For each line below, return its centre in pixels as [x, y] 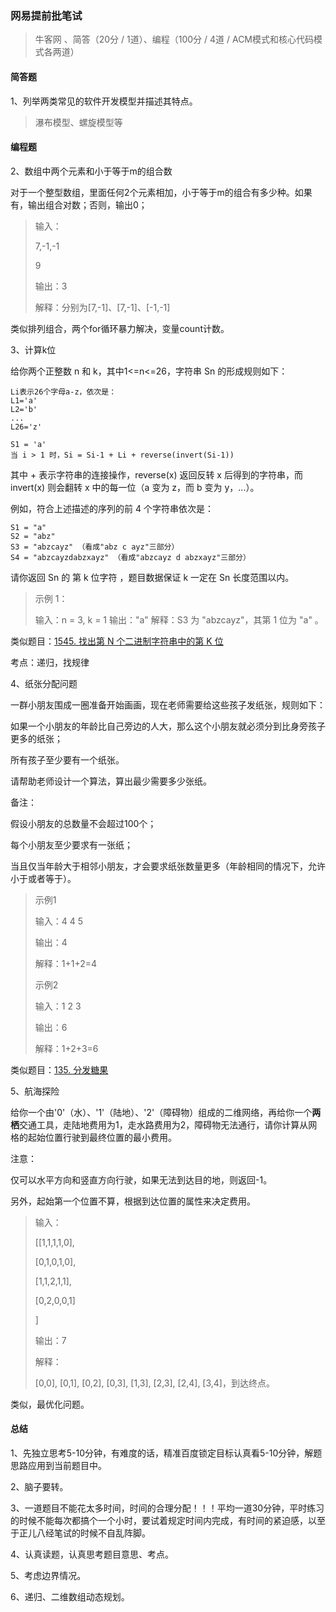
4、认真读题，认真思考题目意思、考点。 [92, 1554]
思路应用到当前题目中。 [58, 1465]
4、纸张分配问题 [44, 683]
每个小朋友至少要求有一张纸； [71, 844]
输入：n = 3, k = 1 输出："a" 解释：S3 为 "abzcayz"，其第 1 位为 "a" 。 [179, 619]
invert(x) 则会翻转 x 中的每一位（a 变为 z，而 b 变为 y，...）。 [135, 487]
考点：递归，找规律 [50, 662]
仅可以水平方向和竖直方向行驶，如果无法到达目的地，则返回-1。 [141, 1179]
